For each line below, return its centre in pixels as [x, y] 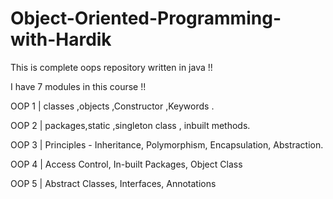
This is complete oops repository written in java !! [111, 67]
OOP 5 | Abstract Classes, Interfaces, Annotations [113, 183]
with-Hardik [61, 39]
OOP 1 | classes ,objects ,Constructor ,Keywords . [112, 106]
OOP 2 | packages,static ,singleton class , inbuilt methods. [130, 125]
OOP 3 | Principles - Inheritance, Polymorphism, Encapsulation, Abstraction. [167, 144]
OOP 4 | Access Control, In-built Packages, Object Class [126, 164]
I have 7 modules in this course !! [78, 86]
